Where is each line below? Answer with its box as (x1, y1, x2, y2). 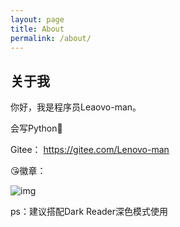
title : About (10, 24, 65, 34)
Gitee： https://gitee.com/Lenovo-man (10, 144, 170, 156)
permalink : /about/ (10, 33, 92, 43)
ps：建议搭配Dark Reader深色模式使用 (10, 206, 169, 218)
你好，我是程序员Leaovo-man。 (10, 101, 142, 113)
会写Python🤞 (10, 122, 63, 135)
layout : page (10, 14, 65, 25)
